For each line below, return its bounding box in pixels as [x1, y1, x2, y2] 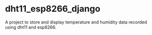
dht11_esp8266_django [5, 3, 101, 14]
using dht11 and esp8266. [5, 24, 57, 30]
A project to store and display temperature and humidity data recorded [5, 19, 148, 25]
